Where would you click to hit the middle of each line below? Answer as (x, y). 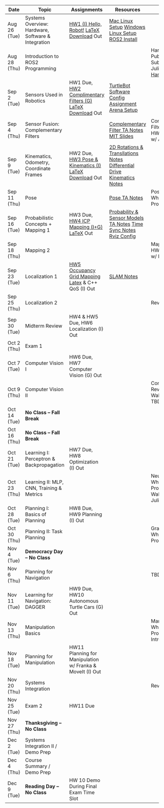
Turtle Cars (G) (86, 607)
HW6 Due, (81, 357)
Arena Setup (123, 110)
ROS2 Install (123, 39)
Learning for (39, 595)
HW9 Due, (81, 589)
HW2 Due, (81, 153)
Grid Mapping (85, 276)
